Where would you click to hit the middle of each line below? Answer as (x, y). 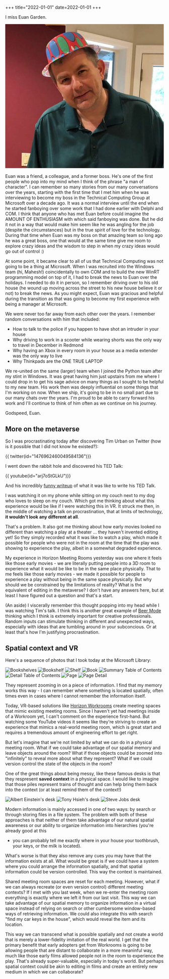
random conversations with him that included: (53, 319)
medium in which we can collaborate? (45, 972)
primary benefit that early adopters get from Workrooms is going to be (78, 945)
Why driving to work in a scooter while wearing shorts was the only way (87, 340)
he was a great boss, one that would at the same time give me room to (78, 241)
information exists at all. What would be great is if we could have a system (82, 861)
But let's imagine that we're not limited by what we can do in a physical (79, 743)
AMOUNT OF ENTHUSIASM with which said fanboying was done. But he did (84, 219)
